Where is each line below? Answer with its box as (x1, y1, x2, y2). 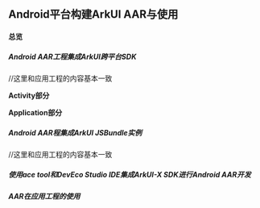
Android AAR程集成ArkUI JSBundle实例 (8, 127, 142, 137)
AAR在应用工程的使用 (8, 191, 80, 201)
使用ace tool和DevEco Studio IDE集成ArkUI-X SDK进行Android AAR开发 (8, 169, 251, 179)
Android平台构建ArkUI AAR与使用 (8, 7, 179, 22)
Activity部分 (8, 90, 50, 100)
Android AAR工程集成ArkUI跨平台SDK (8, 52, 137, 61)
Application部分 (8, 107, 63, 117)
